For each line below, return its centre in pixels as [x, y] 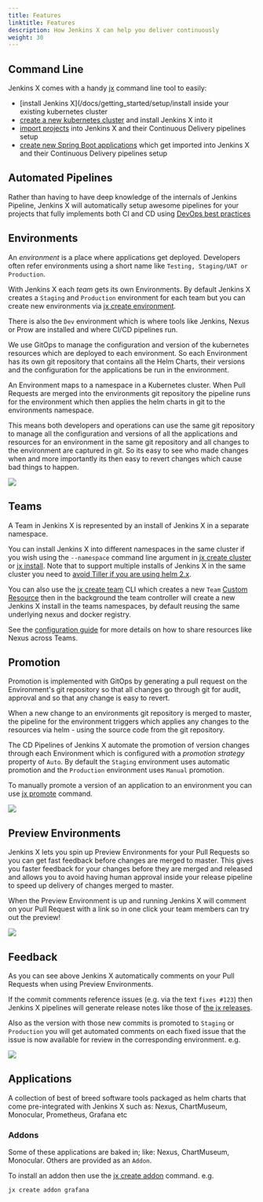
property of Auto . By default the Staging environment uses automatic [119, 762]
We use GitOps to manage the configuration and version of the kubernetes [129, 344]
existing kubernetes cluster [64, 112]
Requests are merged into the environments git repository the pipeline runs [130, 393]
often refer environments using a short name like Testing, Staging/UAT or [128, 266]
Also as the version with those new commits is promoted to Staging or [121, 1023]
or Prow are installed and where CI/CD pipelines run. [93, 329]
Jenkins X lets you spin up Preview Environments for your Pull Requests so [129, 852]
